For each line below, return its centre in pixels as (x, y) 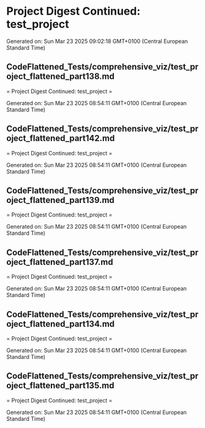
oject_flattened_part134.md (61, 324)
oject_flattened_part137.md (60, 262)
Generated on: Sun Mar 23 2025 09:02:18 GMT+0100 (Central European (97, 41)
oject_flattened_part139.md (61, 200)
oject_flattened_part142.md (61, 138)
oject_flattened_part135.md (60, 386)
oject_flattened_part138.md (61, 77)
